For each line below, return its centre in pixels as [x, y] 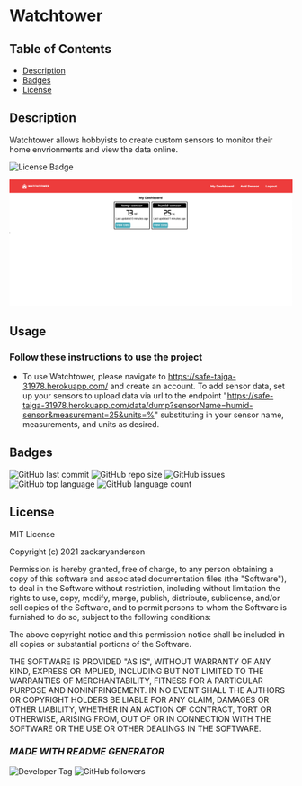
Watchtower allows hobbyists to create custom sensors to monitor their [141, 140]
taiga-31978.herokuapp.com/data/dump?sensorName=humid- [138, 405]
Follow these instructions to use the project [106, 357]
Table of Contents [61, 49]
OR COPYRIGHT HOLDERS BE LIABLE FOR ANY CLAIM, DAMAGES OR [139, 699]
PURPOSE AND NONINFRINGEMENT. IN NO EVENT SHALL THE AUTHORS [147, 690]
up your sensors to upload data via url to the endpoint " [124, 395]
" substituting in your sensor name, [219, 415]
